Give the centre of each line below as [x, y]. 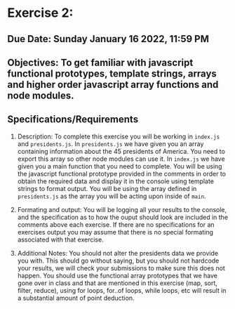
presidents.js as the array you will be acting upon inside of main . [112, 196]
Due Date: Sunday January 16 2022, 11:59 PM [108, 39]
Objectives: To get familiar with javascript [100, 62]
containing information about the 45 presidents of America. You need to [121, 151]
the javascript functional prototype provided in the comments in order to [122, 173]
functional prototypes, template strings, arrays [112, 73]
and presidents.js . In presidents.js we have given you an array [110, 144]
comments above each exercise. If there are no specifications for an [116, 224]
